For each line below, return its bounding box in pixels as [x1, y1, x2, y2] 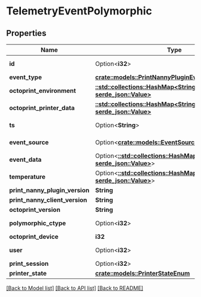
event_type [9, 73, 42, 81]
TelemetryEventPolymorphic [6, 4, 153, 18]
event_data [9, 156, 42, 163]
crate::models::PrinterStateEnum [95, 269, 190, 277]
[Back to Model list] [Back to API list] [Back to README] [6, 284, 144, 292]
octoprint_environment [9, 87, 77, 95]
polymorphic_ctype [9, 219, 66, 227]
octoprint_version [9, 205, 61, 214]
